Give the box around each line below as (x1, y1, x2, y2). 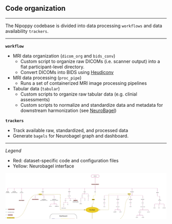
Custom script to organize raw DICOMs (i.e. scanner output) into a (20, 58, 160, 64)
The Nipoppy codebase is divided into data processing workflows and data (5, 23, 162, 29)
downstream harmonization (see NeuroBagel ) (20, 107, 117, 114)
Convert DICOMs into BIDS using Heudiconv (20, 69, 114, 75)
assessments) (20, 96, 50, 102)
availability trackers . (5, 28, 49, 34)
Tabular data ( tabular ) (12, 85, 60, 91)
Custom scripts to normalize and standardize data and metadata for (20, 102, 163, 108)
